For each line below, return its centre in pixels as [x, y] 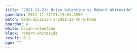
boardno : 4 [17, 24]
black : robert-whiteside [31, 33]
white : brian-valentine [30, 29]
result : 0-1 [18, 38]
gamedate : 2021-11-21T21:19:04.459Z [44, 15]
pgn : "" [13, 43]
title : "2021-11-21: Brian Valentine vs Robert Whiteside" [69, 10]
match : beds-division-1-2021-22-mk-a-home [51, 19]
